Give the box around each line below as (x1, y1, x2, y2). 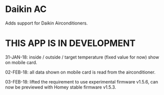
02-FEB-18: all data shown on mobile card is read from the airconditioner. (5, 69, 156, 75)
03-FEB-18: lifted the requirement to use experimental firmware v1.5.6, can (5, 78, 159, 84)
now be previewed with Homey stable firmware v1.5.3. (5, 84, 116, 90)
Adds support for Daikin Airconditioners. (5, 20, 88, 26)
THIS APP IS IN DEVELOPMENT (5, 37, 136, 49)
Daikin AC (5, 3, 47, 15)
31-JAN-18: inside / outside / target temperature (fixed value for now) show (5, 54, 160, 60)
